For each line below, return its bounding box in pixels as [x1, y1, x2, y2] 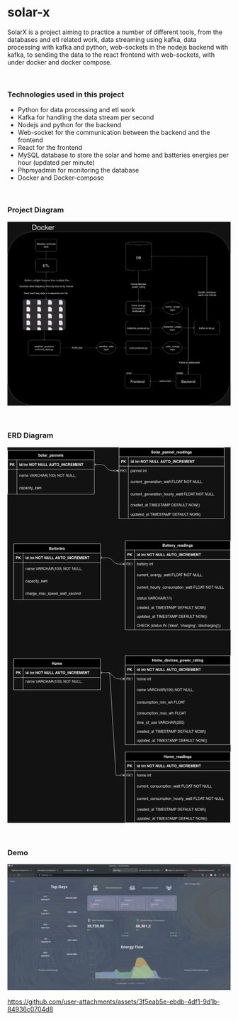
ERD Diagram [7, 430, 54, 440]
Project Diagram [7, 205, 64, 215]
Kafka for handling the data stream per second [17, 113, 154, 121]
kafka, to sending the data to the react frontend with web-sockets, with [7, 50, 215, 59]
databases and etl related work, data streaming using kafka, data [7, 35, 197, 43]
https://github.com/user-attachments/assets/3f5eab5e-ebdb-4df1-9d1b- [7, 997, 220, 1006]
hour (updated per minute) [17, 158, 96, 167]
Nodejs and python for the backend [17, 121, 122, 129]
